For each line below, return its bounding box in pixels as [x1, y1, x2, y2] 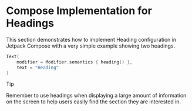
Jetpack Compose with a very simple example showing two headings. [6, 42, 175, 49]
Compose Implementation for [6, 4, 153, 18]
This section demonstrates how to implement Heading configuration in [6, 36, 177, 43]
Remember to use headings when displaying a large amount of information [6, 92, 187, 99]
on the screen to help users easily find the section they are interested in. [6, 98, 181, 105]
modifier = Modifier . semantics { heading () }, [16, 59, 133, 65]
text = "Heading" [16, 65, 59, 70]
